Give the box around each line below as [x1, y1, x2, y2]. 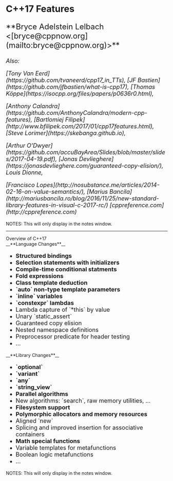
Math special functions [15, 437, 81, 445]
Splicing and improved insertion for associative [15, 424, 143, 431]
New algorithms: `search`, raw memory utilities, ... [15, 397, 151, 405]
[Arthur [6, 142, 26, 149]
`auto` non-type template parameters [15, 286, 120, 293]
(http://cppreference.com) [6, 208, 77, 216]
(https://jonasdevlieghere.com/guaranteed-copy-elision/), [6, 162, 164, 170]
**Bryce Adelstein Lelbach [6, 22, 104, 32]
